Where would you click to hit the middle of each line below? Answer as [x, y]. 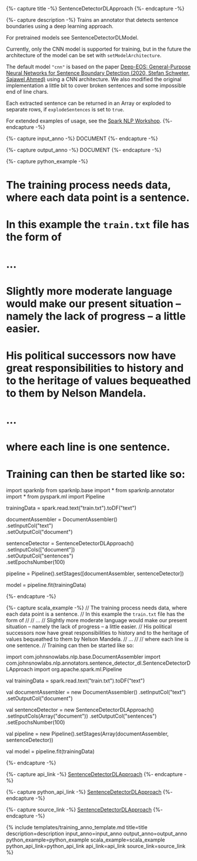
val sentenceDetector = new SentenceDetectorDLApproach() [80, 710]
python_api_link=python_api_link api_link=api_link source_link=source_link [96, 846]
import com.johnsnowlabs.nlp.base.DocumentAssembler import [83, 657]
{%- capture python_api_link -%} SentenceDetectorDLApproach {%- [89, 792]
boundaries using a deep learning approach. [60, 26]
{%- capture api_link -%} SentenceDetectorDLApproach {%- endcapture [94, 774]
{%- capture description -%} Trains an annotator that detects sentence [92, 20]
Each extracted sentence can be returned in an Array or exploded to [89, 103]
